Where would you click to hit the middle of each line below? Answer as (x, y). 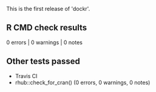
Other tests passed (43, 61)
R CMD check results (47, 28)
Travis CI (26, 76)
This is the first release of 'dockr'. (48, 9)
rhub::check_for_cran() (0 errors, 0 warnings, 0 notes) (83, 82)
